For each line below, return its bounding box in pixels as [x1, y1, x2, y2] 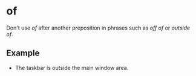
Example [6, 48, 40, 59]
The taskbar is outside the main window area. [15, 64, 129, 71]
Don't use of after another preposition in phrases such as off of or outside [6, 24, 191, 31]
